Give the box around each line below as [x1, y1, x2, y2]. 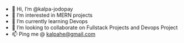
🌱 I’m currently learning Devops [11, 18, 88, 24]
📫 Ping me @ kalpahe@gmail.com [11, 31, 96, 37]
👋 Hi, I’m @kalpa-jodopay [11, 6, 73, 12]
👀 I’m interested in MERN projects [11, 12, 93, 19]
